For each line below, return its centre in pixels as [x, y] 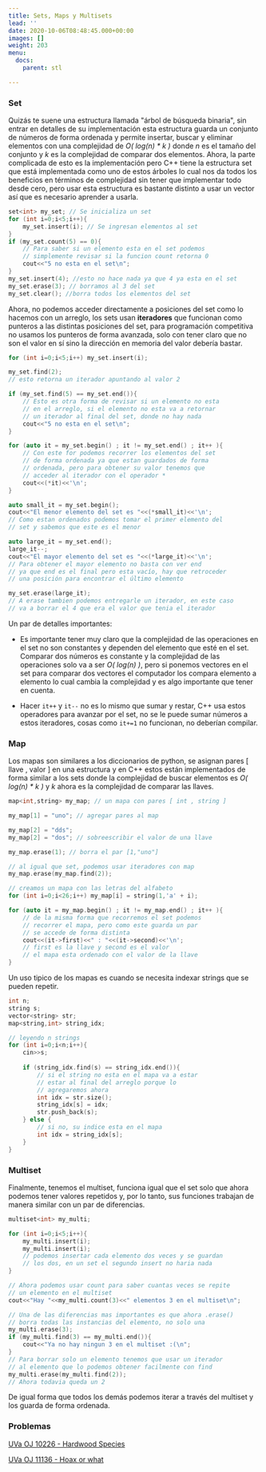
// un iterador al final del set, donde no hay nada [112, 416]
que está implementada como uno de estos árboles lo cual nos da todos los [133, 171]
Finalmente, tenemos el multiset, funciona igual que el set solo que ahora [129, 1188]
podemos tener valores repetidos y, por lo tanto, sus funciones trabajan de [131, 1196]
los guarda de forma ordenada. [59, 1405]
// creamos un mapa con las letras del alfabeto [91, 889]
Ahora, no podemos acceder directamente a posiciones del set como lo [126, 309]
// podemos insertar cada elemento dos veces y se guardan [123, 1256]
